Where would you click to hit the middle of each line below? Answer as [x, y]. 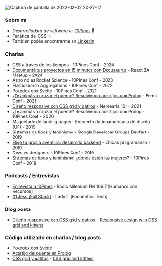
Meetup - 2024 [27, 75]
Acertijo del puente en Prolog [41, 253]
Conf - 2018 [24, 163]
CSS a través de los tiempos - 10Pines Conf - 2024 [63, 65]
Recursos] [22, 191]
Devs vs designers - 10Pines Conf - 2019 [53, 152]
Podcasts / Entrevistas [32, 175]
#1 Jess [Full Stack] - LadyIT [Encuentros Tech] [60, 196]
